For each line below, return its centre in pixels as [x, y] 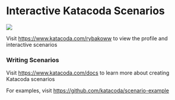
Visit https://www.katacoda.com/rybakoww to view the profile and [87, 38]
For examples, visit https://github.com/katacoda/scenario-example [87, 91]
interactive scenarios [32, 44]
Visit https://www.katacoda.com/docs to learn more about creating [88, 73]
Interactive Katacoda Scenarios [85, 11]
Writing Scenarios [33, 60]
